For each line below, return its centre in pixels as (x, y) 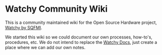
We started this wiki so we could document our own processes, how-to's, (79, 37)
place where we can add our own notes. (45, 47)
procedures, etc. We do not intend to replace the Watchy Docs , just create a (81, 42)
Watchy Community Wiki (56, 9)
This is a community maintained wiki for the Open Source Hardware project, (81, 22)
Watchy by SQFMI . (24, 27)
